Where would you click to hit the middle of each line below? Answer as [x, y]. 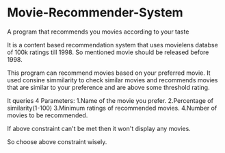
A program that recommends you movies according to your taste [98, 32]
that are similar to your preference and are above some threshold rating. [108, 87]
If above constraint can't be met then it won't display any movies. [99, 128]
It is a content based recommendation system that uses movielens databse [113, 45]
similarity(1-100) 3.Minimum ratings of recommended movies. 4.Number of [112, 108]
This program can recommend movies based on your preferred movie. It [109, 73]
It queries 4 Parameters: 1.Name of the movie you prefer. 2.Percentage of [110, 100]
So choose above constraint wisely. [57, 141]
